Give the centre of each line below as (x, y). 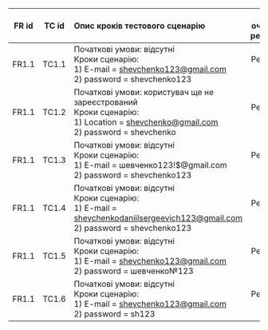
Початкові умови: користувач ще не (144, 92)
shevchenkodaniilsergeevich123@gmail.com (158, 218)
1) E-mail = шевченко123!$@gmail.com (150, 165)
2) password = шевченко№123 (134, 271)
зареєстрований (106, 102)
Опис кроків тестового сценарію (140, 26)
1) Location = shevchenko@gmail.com (146, 122)
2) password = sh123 (114, 314)
